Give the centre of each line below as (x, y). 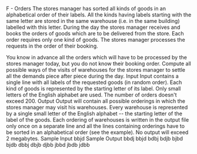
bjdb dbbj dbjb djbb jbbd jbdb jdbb (48, 145)
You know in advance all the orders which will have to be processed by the (96, 57)
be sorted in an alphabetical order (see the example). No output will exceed (97, 132)
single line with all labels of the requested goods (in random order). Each (94, 82)
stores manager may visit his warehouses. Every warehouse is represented (97, 107)
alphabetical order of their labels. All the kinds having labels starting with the (99, 15)
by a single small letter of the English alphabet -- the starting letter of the (94, 113)
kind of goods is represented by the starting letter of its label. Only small (94, 88)
